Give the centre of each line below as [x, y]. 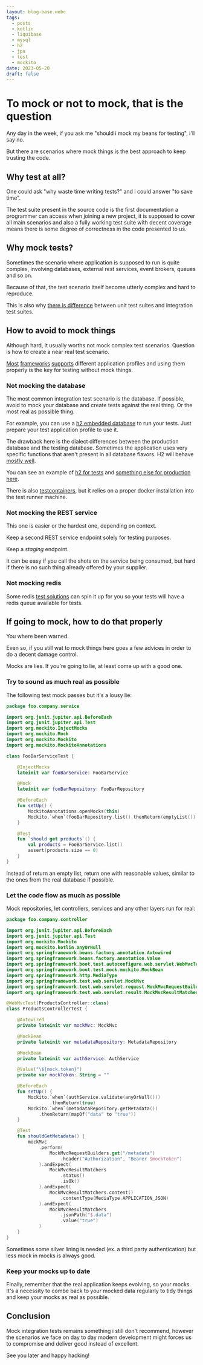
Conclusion [28, 1316]
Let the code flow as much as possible [63, 895]
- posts [21, 23]
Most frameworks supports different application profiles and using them [96, 363]
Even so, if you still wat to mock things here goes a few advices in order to [99, 648]
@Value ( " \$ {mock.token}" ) [50, 1069]
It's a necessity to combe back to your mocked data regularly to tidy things [100, 1291]
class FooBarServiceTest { [40, 756]
